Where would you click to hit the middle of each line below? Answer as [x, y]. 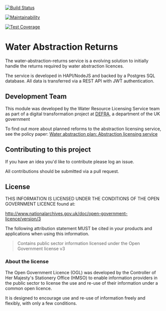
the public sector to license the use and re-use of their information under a [82, 283]
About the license [27, 262]
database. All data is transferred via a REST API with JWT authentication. [80, 81]
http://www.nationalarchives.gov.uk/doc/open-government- [66, 214]
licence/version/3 [23, 219]
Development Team [36, 97]
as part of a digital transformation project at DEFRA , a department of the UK [83, 114]
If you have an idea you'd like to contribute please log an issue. [70, 161]
